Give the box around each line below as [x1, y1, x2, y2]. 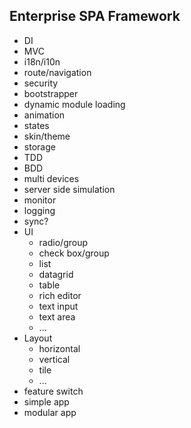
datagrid [38, 268, 74, 280]
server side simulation [23, 183, 116, 195]
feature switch [23, 385, 84, 397]
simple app [23, 395, 70, 408]
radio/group [38, 236, 88, 248]
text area [38, 310, 76, 323]
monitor [23, 194, 57, 206]
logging [23, 204, 56, 216]
